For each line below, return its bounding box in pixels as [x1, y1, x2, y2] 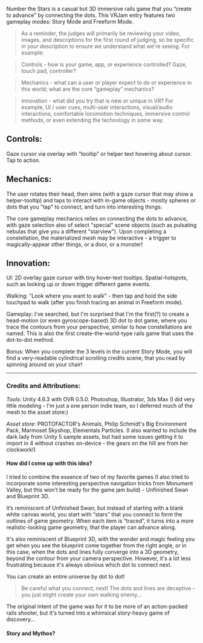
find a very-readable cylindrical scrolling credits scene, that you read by [6, 355, 185, 362]
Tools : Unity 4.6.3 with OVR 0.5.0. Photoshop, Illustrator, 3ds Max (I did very [6, 395, 195, 402]
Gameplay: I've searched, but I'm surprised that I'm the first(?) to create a [6, 310, 189, 318]
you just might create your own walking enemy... [21, 591, 142, 598]
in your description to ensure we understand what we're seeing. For [21, 42, 190, 50]
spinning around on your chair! [6, 361, 83, 368]
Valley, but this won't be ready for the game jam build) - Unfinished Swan [6, 486, 188, 493]
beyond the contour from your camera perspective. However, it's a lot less [6, 555, 192, 562]
